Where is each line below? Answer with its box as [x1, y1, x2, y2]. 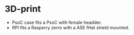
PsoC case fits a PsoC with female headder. [11, 19, 102, 25]
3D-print [4, 3, 41, 15]
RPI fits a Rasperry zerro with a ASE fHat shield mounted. [11, 24, 130, 30]
